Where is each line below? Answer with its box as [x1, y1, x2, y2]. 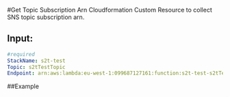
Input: [7, 33, 33, 44]
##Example [7, 82, 40, 91]
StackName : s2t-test [7, 57, 66, 64]
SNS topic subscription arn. [7, 13, 85, 21]
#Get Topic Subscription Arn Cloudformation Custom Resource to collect [7, 6, 212, 14]
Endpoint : [7, 70, 36, 77]
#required [7, 51, 36, 57]
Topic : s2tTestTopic [7, 64, 66, 70]
